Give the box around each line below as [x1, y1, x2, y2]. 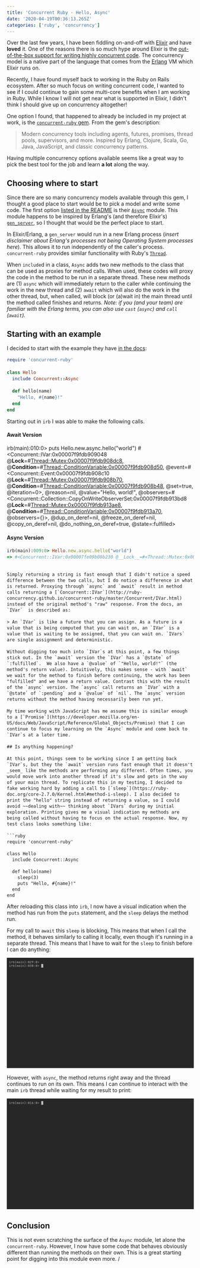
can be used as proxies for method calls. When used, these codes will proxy [7, 267, 193, 275]
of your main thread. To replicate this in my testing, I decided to [7, 780, 183, 786]
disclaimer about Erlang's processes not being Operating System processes [7, 237, 193, 244]
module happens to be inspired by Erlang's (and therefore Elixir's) [7, 213, 168, 220]
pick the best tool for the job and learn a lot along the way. [7, 161, 150, 168]
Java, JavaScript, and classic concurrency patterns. [21, 143, 149, 150]
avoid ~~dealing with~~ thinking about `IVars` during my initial [7, 803, 174, 809]
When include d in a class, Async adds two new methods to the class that [7, 261, 185, 269]
